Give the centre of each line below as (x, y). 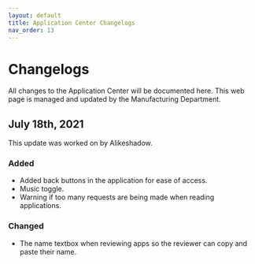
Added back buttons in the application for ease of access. (113, 180)
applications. (40, 206)
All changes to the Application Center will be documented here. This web (127, 91)
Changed (26, 226)
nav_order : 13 (31, 30)
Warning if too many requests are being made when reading (117, 197)
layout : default (35, 15)
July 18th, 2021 (46, 124)
